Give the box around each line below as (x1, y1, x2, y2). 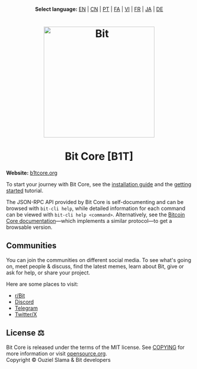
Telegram (14, 305, 38, 312)
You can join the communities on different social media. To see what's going (6, 256, 192, 263)
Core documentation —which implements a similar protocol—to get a (6, 217, 172, 224)
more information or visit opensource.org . (6, 349, 107, 357)
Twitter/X (14, 310, 37, 318)
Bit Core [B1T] (64, 150, 134, 163)
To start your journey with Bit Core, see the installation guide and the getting (6, 180, 192, 187)
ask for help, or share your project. (6, 269, 90, 276)
